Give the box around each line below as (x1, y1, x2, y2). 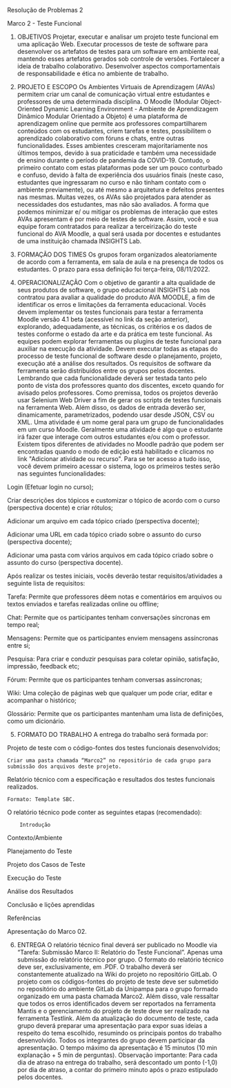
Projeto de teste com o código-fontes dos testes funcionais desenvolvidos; (7, 744, 221, 752)
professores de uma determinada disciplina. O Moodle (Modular (17, 97, 199, 106)
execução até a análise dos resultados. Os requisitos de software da (17, 359, 212, 367)
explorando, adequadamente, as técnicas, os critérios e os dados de (17, 323, 212, 330)
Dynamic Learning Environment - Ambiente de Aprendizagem (43, 105, 219, 113)
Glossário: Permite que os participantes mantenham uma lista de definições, (7, 710, 224, 717)
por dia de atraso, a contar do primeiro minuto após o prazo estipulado (17, 1066, 219, 1073)
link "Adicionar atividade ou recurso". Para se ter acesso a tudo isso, (17, 455, 212, 462)
